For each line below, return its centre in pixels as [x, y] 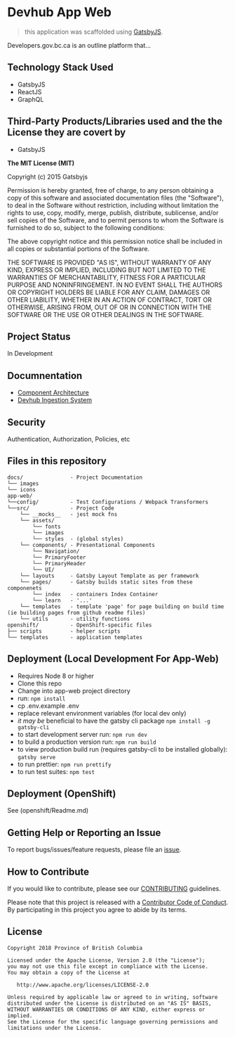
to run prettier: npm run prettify [64, 764]
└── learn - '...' [62, 600]
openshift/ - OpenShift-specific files [80, 625]
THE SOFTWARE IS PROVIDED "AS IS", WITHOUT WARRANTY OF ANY [109, 262]
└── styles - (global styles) [78, 539]
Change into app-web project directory [74, 690]
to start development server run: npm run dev [82, 734]
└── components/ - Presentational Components [88, 545]
